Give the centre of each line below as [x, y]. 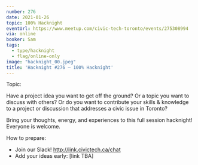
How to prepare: [26, 138]
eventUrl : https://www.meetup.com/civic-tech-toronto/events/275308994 [97, 28]
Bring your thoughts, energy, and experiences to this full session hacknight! [99, 120]
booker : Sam [21, 39]
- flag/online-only [36, 56]
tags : [13, 45]
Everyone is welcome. [33, 127]
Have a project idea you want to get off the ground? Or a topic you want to [98, 96]
